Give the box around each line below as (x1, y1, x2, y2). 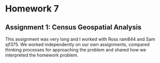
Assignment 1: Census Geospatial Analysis (5, 23, 141, 31)
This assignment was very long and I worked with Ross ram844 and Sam (5, 36, 155, 42)
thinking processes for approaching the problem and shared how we (5, 47, 146, 52)
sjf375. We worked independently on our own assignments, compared (5, 41, 150, 47)
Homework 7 (5, 3, 59, 14)
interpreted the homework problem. (5, 52, 78, 58)
